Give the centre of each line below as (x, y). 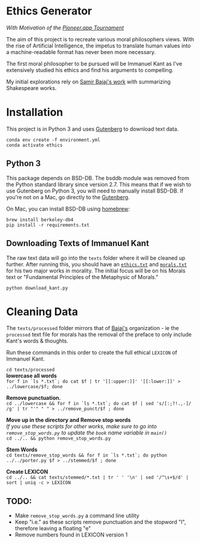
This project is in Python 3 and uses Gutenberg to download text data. (93, 129)
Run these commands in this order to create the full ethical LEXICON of (92, 353)
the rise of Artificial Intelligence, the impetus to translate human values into (99, 46)
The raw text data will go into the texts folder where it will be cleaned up (96, 258)
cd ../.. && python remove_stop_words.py (59, 439)
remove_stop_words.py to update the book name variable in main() (87, 433)
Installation (35, 112)
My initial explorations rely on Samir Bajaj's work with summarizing (88, 82)
